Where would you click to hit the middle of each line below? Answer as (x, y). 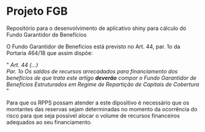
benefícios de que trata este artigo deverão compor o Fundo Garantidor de (102, 78)
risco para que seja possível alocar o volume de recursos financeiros (93, 116)
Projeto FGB (37, 11)
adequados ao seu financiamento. (49, 122)
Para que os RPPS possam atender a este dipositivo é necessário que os (98, 103)
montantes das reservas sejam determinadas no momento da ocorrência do (102, 109)
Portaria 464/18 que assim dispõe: (50, 53)
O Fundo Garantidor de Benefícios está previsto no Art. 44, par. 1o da (93, 46)
